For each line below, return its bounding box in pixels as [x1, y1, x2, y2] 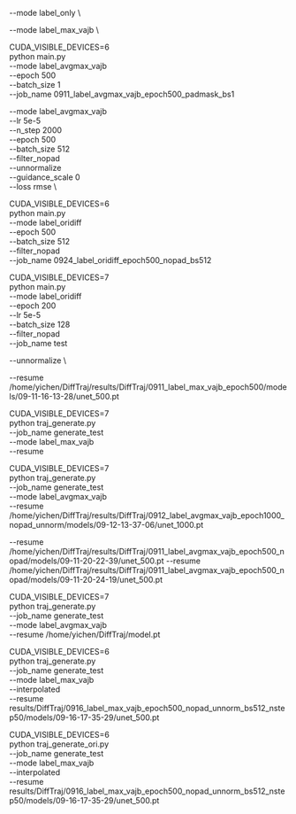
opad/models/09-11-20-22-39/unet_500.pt [9, 555, 165, 566]
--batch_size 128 [9, 319, 71, 329]
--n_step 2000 [9, 125, 63, 136]
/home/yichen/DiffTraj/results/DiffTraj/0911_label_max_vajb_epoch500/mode [9, 382, 287, 392]
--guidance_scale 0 [9, 172, 81, 182]
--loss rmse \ [9, 182, 57, 191]
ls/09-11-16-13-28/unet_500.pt [9, 391, 119, 401]
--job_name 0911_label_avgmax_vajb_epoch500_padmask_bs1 [9, 89, 235, 99]
